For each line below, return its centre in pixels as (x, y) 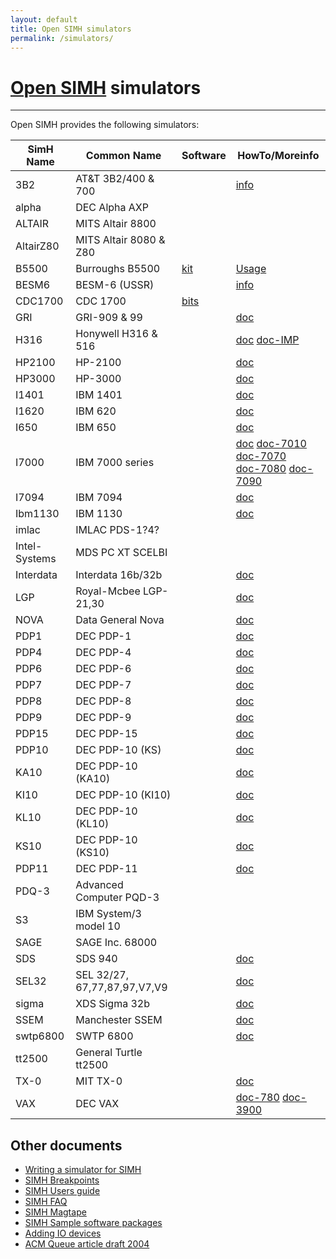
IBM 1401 (99, 395)
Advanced (99, 885)
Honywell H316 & (116, 334)
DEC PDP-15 (106, 734)
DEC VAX (97, 1104)
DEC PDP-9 (103, 718)
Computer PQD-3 (117, 898)
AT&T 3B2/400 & (115, 179)
